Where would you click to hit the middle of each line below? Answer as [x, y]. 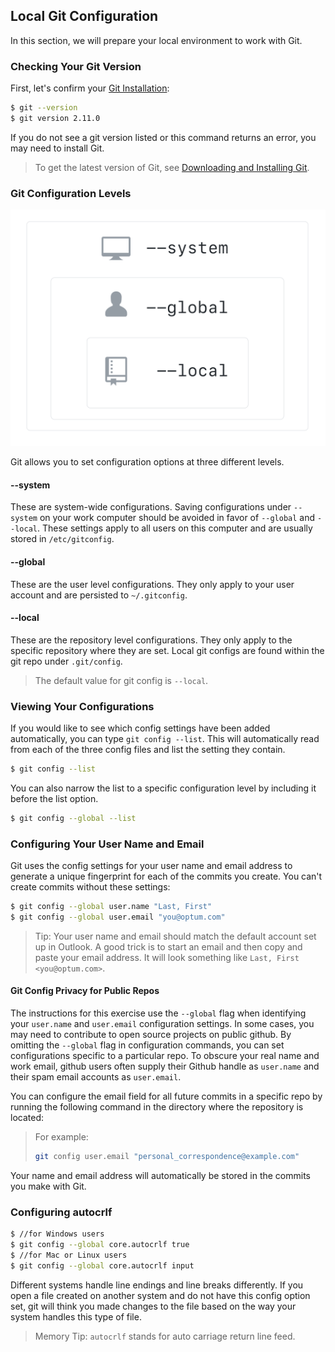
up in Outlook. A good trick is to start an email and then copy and [168, 946]
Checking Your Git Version [76, 66]
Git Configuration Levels [71, 193]
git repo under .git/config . [66, 661]
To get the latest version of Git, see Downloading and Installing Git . [172, 167]
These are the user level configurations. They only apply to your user [152, 584]
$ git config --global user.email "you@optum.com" [118, 917]
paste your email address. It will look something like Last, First [167, 957]
